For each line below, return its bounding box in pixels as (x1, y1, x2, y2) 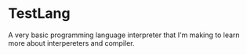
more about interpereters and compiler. (8, 38, 135, 47)
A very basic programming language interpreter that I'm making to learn (8, 30, 241, 40)
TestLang (8, 5, 71, 22)
